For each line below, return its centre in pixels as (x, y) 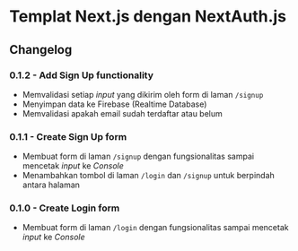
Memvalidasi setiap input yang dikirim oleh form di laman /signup (143, 94)
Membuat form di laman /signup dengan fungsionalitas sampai (138, 156)
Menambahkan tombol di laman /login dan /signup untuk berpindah (149, 176)
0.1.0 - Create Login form (65, 208)
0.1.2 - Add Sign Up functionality (82, 75)
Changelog (41, 50)
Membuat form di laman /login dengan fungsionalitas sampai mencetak (155, 228)
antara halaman (51, 185)
